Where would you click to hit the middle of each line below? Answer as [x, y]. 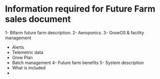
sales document [38, 19]
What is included [29, 68]
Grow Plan [22, 57]
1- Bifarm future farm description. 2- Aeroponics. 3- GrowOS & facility [74, 32]
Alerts [18, 47]
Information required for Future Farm [80, 9]
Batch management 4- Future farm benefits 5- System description [78, 63]
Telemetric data [28, 52]
